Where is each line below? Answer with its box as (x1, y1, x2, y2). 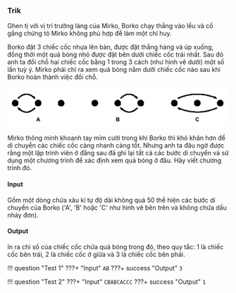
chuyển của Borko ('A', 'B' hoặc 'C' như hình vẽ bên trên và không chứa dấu (7, 203, 227, 212)
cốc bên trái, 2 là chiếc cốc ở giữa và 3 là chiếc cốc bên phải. (7, 250, 185, 258)
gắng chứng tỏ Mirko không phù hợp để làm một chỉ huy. (7, 29, 173, 37)
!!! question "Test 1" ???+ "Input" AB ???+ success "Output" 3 (7, 263, 183, 272)
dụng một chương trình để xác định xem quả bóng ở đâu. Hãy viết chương (7, 156, 222, 165)
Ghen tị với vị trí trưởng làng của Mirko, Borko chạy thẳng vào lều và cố (7, 22, 213, 30)
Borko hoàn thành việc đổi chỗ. (7, 73, 99, 81)
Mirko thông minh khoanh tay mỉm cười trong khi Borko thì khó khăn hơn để (7, 133, 226, 143)
